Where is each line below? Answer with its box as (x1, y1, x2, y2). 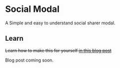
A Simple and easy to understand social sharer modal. (5, 20, 116, 26)
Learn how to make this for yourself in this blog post (5, 47, 112, 53)
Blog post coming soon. (5, 57, 54, 63)
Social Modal (5, 3, 60, 15)
